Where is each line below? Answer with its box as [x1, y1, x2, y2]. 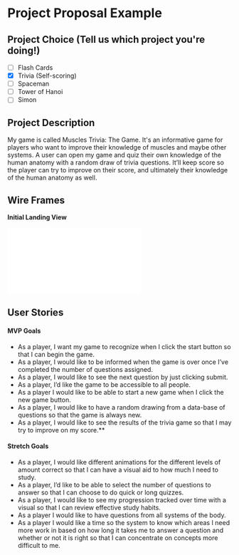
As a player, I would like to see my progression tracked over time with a [17, 495, 226, 504]
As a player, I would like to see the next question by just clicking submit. [17, 373, 228, 381]
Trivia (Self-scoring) [17, 71, 77, 80]
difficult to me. [17, 541, 60, 549]
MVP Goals [7, 326, 41, 335]
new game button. [17, 395, 71, 404]
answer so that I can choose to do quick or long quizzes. [17, 488, 184, 497]
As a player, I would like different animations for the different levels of [17, 457, 221, 466]
